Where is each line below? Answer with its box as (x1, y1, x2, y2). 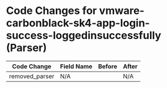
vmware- (99, 4, 145, 17)
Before (98, 62, 118, 71)
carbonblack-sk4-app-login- (6, 16, 150, 30)
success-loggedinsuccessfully (6, 29, 162, 42)
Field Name (59, 62, 93, 71)
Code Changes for (6, 4, 97, 17)
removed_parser (9, 72, 55, 80)
